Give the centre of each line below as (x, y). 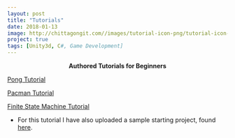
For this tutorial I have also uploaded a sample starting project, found (116, 120)
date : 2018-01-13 (33, 26)
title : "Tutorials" (36, 20)
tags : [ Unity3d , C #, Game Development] (65, 46)
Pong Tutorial (27, 79)
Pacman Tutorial (31, 93)
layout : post (26, 14)
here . (25, 127)
